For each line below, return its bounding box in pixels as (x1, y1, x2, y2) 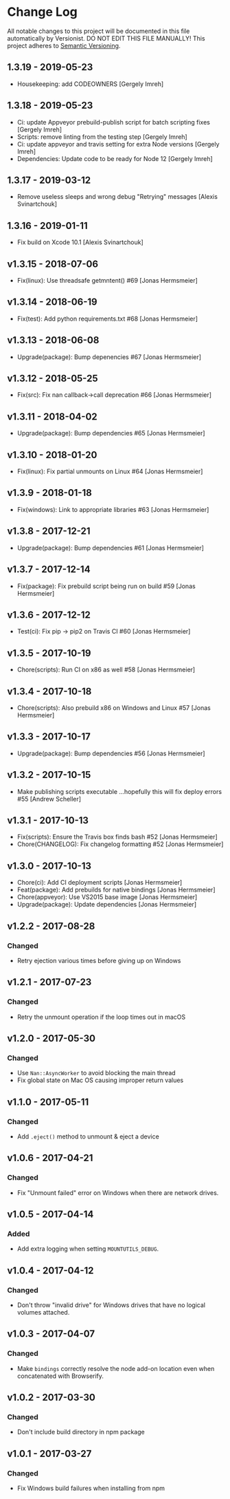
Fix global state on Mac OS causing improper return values (16, 1076, 184, 1084)
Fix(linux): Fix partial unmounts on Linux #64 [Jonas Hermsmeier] (16, 467, 203, 475)
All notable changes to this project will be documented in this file (7, 27, 190, 35)
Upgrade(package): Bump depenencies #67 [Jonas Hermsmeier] (16, 352, 201, 361)
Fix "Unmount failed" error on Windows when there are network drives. (16, 1188, 219, 1197)
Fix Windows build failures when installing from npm (16, 1484, 165, 1493)
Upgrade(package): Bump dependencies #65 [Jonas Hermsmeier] (16, 429, 205, 438)
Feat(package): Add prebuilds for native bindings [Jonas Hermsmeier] (16, 885, 216, 894)
